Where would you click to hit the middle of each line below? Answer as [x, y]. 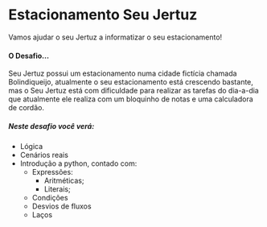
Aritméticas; [64, 181]
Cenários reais [44, 155]
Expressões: [53, 172]
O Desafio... [29, 56]
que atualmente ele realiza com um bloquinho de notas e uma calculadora [131, 99]
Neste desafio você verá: [51, 126]
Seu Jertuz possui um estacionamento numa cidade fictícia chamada [123, 73]
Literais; [57, 189]
